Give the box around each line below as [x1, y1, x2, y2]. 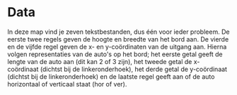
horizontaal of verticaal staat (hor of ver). [7, 80, 127, 88]
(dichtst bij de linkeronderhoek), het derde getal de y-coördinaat [40, 65, 228, 73]
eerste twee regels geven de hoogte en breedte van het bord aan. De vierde [7, 34, 229, 43]
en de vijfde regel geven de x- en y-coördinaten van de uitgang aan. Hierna [7, 42, 227, 51]
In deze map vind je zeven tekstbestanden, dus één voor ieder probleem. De [7, 27, 230, 36]
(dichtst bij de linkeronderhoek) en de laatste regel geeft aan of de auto [7, 72, 215, 81]
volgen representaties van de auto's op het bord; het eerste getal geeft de [7, 50, 223, 58]
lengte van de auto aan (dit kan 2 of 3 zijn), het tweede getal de [7, 57, 192, 65]
